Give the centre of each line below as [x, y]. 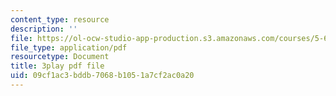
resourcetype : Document [60, 57]
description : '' [44, 29]
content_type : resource [60, 19]
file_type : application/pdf [69, 47]
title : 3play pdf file [57, 66]
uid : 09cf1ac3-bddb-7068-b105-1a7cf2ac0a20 [102, 76]
